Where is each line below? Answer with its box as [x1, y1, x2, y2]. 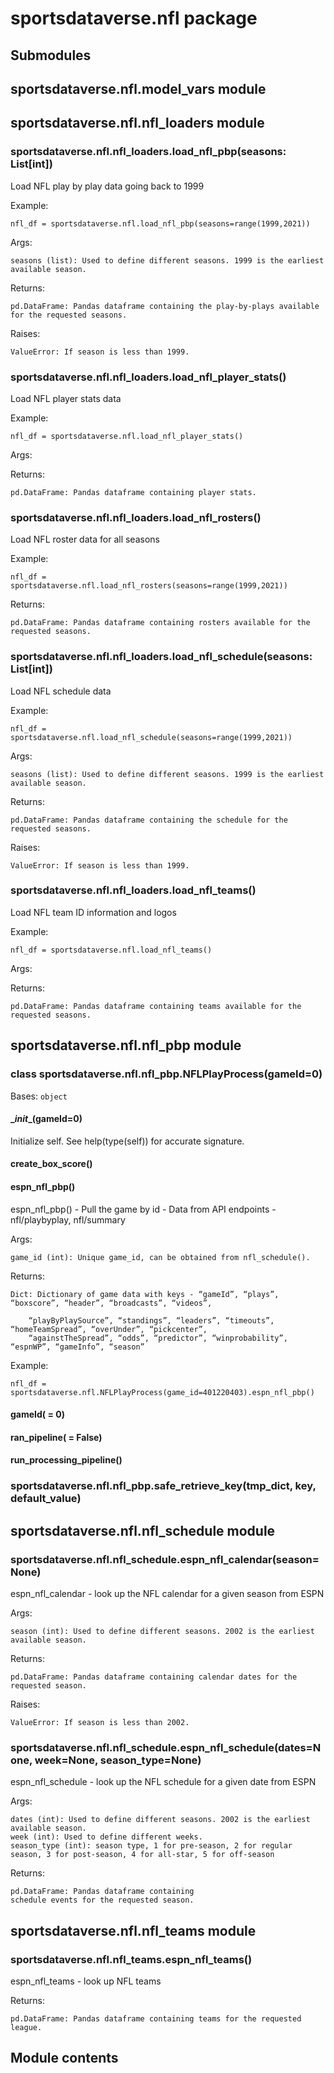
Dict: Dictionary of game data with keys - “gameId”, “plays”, [10, 1289, 280, 1299]
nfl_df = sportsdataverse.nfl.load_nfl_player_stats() [10, 431, 244, 441]
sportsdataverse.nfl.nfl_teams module [10, 1922, 257, 1939]
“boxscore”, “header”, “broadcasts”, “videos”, [10, 1298, 213, 1308]
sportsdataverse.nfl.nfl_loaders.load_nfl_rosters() [10, 510, 262, 524]
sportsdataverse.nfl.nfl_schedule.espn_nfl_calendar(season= [10, 1552, 320, 1566]
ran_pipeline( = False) [10, 1431, 103, 1443]
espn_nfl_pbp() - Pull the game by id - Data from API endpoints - [10, 1203, 277, 1215]
